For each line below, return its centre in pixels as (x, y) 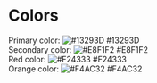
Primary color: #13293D (74, 40)
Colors (33, 16)
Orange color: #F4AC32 (75, 69)
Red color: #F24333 (67, 59)
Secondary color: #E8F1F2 (78, 49)
